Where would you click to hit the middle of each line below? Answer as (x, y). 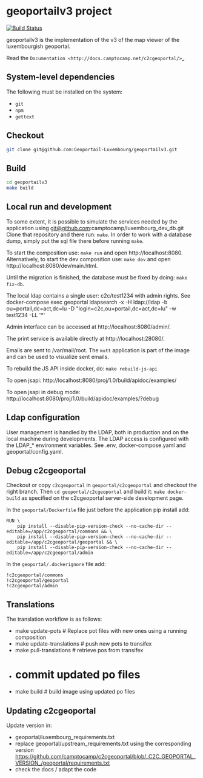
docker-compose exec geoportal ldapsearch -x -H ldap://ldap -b (87, 302)
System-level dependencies (61, 77)
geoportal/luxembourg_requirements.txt (65, 737)
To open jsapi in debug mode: (43, 392)
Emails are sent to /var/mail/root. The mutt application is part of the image (98, 350)
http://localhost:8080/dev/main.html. (52, 265)
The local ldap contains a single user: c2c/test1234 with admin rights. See (98, 295)
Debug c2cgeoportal (46, 471)
